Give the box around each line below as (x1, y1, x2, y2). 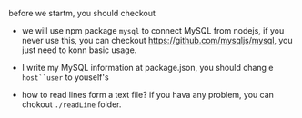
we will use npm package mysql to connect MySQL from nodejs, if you (21, 25, 285, 35)
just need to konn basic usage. (21, 44, 137, 55)
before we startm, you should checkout (8, 8, 156, 18)
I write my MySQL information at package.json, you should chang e (21, 63, 274, 73)
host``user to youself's (21, 72, 110, 83)
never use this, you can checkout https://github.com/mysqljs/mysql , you (21, 35, 293, 45)
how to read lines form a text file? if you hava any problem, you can (21, 90, 275, 100)
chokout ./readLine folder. (21, 99, 122, 110)
